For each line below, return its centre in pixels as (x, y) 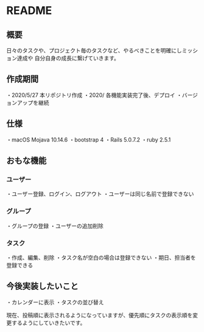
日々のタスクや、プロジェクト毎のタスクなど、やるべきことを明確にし (94, 50)
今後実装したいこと (42, 287)
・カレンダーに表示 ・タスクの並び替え (55, 302)
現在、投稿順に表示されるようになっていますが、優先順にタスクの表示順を (100, 315)
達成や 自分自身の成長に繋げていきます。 (68, 58)
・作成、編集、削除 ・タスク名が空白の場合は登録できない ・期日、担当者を (101, 258)
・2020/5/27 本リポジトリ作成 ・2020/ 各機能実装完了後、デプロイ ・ (94, 95)
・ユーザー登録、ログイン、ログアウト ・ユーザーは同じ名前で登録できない (100, 194)
